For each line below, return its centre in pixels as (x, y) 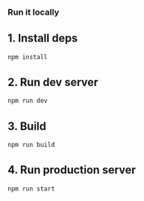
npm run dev (28, 101)
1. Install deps (43, 38)
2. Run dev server (53, 82)
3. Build (27, 126)
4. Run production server (72, 170)
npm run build (32, 145)
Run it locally (34, 12)
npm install (28, 57)
